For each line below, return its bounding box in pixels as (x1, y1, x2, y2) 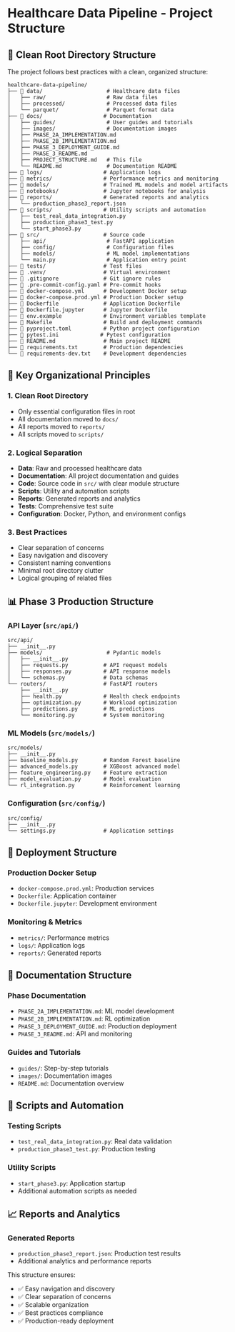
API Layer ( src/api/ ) (7, 620, 79, 630)
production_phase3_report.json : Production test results (17, 1249, 181, 1258)
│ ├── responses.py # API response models (7, 668, 171, 675)
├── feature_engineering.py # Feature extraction (7, 769, 168, 776)
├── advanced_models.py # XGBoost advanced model (7, 763, 181, 771)
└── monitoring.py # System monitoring (20, 711, 164, 718)
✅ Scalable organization (17, 1301, 89, 1309)
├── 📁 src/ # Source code (7, 231, 145, 239)
